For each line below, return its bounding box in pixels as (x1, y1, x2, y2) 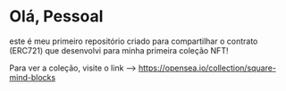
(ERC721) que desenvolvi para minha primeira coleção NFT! (9, 45, 229, 55)
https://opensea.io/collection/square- (138, 62, 277, 73)
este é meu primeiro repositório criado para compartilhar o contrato (9, 36, 258, 46)
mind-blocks (9, 71, 56, 82)
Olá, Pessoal (9, 6, 104, 27)
